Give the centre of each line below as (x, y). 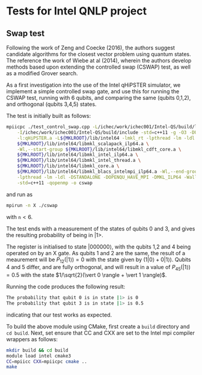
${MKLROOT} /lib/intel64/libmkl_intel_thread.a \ (79, 161)
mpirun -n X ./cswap (32, 205)
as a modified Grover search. (42, 73)
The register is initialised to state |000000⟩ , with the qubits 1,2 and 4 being (99, 246)
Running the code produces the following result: (66, 287)
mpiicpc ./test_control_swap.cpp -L (52, 127)
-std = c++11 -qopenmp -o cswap (55, 183)
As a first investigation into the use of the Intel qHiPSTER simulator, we (93, 85)
